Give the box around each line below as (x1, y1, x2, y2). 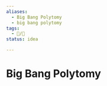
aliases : (6, 8, 28, 15)
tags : (6, 25, 20, 31)
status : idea (6, 36, 38, 42)
